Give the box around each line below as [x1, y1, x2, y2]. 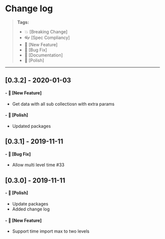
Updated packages [12, 123, 51, 129]
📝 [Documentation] [24, 52, 63, 58]
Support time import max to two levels [12, 228, 90, 234]
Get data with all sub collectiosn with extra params [12, 101, 114, 107]
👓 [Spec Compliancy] [24, 34, 70, 40]
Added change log [12, 206, 50, 212]
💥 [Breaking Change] [24, 29, 68, 34]
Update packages [12, 201, 49, 207]
